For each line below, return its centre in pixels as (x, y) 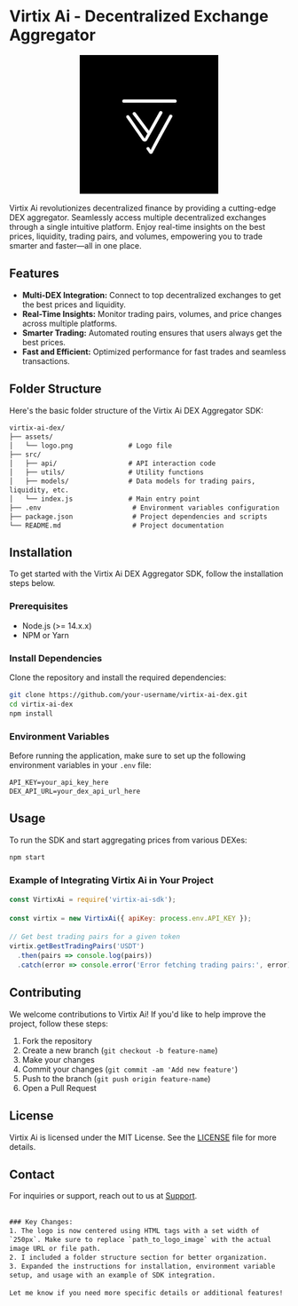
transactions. (46, 360)
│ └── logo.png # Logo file (91, 446)
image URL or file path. (55, 1249)
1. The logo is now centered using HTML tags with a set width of (134, 1231)
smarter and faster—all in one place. (75, 245)
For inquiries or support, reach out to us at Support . (103, 1196)
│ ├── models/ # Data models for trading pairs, (132, 481)
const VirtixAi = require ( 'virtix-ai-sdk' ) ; (93, 899)
